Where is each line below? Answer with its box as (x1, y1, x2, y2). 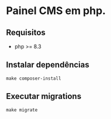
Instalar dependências (6, 60, 89, 70)
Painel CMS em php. (6, 4, 106, 18)
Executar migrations (6, 91, 82, 101)
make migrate (6, 107, 38, 113)
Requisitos (6, 28, 46, 38)
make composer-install (6, 75, 61, 81)
